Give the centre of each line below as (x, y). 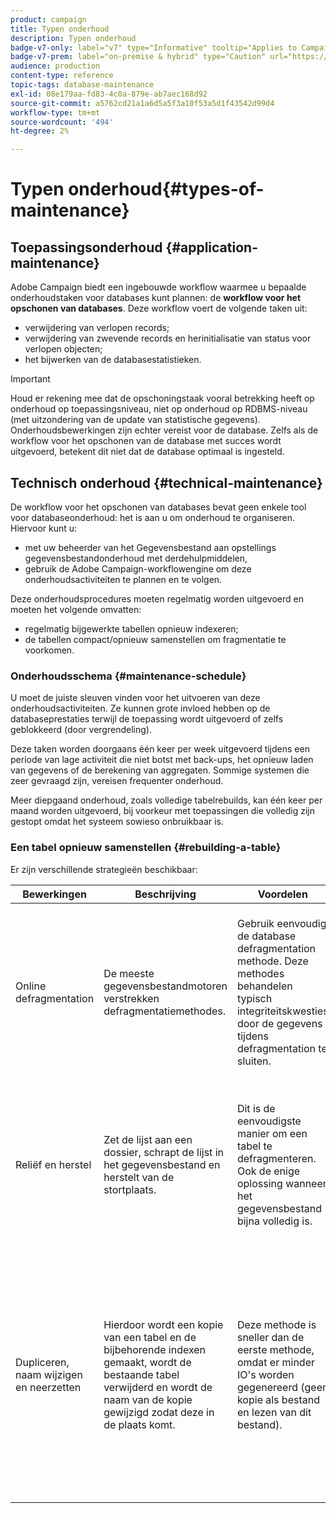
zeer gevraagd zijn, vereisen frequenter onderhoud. (117, 781)
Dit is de (256, 1108)
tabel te (254, 1146)
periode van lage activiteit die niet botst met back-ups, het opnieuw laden (162, 760)
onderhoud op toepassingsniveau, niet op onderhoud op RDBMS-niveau (159, 409)
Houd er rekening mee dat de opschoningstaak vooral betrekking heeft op (162, 398)
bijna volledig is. (274, 1221)
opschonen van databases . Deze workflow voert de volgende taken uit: (159, 308)
